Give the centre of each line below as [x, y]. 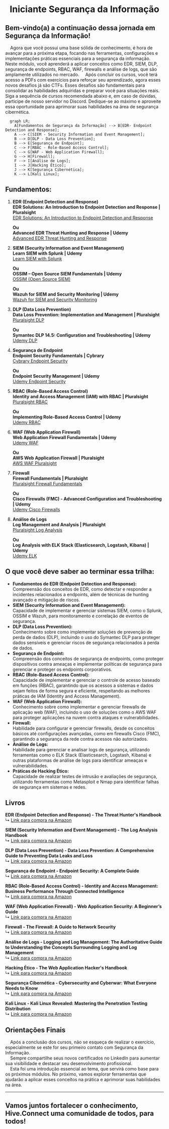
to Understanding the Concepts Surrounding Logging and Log [71, 947]
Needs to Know [22, 989]
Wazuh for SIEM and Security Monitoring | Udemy [66, 294]
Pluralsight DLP [28, 320]
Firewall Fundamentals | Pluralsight [50, 478]
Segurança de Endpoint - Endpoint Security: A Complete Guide [72, 871]
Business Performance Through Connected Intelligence [65, 891]
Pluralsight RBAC [30, 402]
